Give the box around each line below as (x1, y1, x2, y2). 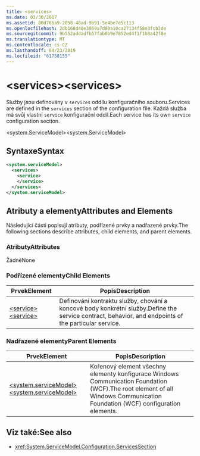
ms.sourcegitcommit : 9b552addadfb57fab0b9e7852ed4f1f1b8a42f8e (6, 31, 167, 37)
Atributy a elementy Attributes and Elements (6, 206, 173, 216)
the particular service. (59, 319, 121, 327)
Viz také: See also (6, 427, 72, 438)
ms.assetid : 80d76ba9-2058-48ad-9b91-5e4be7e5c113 (6, 20, 135, 26)
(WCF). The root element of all (90, 385, 174, 393)
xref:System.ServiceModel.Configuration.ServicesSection (14, 443, 157, 450)
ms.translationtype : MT (6, 36, 65, 42)
